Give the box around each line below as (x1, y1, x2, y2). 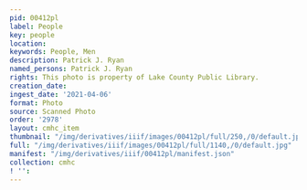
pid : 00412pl (9, 13, 59, 23)
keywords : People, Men (9, 47, 96, 57)
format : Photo (9, 98, 64, 108)
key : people (9, 30, 55, 39)
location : (9, 38, 48, 48)
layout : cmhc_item (9, 124, 79, 133)
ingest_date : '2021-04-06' (9, 90, 112, 99)
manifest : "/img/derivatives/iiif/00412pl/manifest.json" (9, 149, 235, 158)
